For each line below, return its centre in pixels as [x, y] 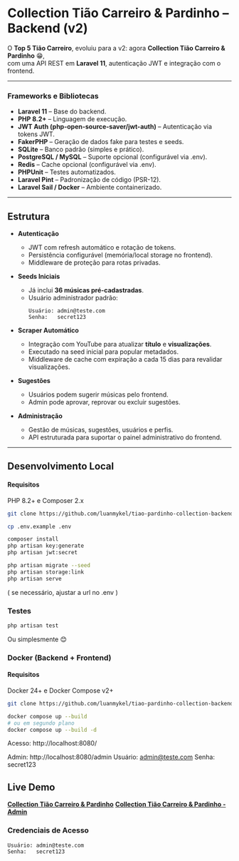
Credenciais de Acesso [48, 830]
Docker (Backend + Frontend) [59, 658]
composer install [33, 539]
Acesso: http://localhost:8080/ [52, 743]
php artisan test [33, 626]
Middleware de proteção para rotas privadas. [94, 263]
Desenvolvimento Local [61, 466]
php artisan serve [34, 579]
